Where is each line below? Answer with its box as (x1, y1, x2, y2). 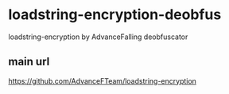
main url (8, 55, 50, 69)
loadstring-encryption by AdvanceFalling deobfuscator (8, 32, 188, 41)
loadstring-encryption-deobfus (8, 6, 222, 24)
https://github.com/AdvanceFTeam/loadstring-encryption (8, 76, 197, 85)
